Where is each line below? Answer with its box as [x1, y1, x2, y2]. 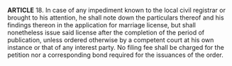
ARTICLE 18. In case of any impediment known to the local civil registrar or [7, 6, 226, 14]
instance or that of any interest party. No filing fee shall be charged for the [7, 44, 225, 51]
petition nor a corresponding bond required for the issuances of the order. [7, 51, 223, 59]
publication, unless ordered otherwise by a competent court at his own [7, 36, 214, 44]
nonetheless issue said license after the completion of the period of [7, 28, 204, 37]
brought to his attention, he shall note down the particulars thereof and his [7, 13, 225, 22]
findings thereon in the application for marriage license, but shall [7, 21, 197, 29]
